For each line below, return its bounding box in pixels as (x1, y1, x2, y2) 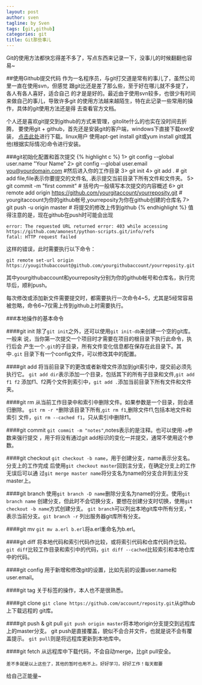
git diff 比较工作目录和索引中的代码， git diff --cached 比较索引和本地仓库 (6, 546, 195, 553)
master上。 (6, 477, 34, 484)
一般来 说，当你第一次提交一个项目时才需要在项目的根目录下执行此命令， (6, 335, 187, 342)
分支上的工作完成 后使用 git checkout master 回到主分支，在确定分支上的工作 (6, 462, 196, 469)
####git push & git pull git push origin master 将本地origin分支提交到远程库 (6, 620, 195, 627)
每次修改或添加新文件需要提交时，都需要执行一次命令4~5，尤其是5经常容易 (6, 294, 194, 301)
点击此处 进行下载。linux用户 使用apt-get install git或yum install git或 (17, 133, 187, 140)
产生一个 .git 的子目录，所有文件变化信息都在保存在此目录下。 (23, 342, 177, 350)
